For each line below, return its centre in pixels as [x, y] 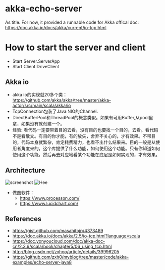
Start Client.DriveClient [36, 66]
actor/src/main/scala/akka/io [42, 105]
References [23, 219]
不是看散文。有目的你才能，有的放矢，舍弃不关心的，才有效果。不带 [82, 136]
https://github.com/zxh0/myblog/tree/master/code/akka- [70, 257]
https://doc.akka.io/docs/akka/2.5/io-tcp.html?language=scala [76, 236]
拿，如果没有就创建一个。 [38, 124]
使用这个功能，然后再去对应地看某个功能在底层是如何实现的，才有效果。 [86, 154]
